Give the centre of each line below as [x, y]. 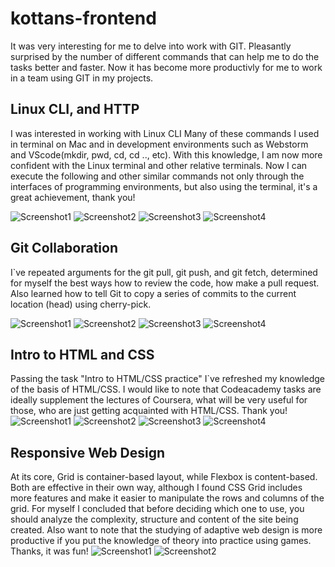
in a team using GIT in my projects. [82, 78]
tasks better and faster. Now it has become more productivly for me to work [166, 67]
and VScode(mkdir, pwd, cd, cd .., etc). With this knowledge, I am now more [166, 154]
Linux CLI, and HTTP [75, 109]
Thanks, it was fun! [49, 551]
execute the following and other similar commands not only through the [157, 176]
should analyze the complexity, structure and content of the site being [154, 519]
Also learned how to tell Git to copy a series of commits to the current [153, 293]
